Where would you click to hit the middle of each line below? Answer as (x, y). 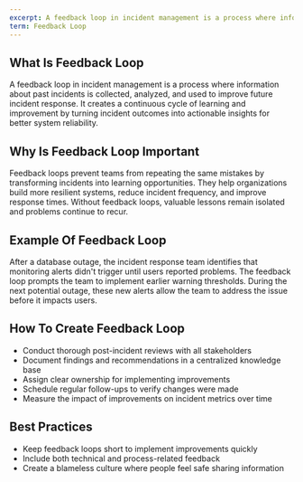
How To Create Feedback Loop (97, 329)
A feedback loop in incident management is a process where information (144, 85)
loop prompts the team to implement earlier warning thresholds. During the (148, 280)
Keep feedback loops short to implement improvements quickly (140, 449)
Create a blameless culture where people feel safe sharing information (153, 468)
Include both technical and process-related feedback (121, 458)
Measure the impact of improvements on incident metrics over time (147, 398)
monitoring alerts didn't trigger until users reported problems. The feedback (150, 271)
